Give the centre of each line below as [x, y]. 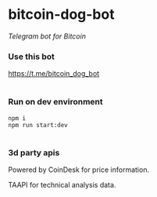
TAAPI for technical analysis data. [62, 185]
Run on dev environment [55, 102]
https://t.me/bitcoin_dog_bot [54, 74]
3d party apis [34, 152]
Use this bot [31, 57]
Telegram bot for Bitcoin [47, 36]
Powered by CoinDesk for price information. [79, 170]
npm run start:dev [38, 125]
